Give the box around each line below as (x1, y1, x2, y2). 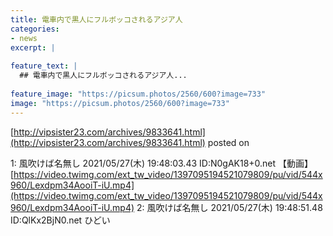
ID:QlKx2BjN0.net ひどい (10, 214, 111, 226)
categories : (10, 24, 60, 34)
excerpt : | (10, 42, 56, 53)
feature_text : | (10, 61, 78, 71)
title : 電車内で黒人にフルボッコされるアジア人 (10, 14, 183, 25)
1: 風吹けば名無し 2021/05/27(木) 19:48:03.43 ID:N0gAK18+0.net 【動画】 (10, 157, 314, 169)
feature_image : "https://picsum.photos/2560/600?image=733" (10, 89, 267, 99)
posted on (207, 136, 250, 148)
